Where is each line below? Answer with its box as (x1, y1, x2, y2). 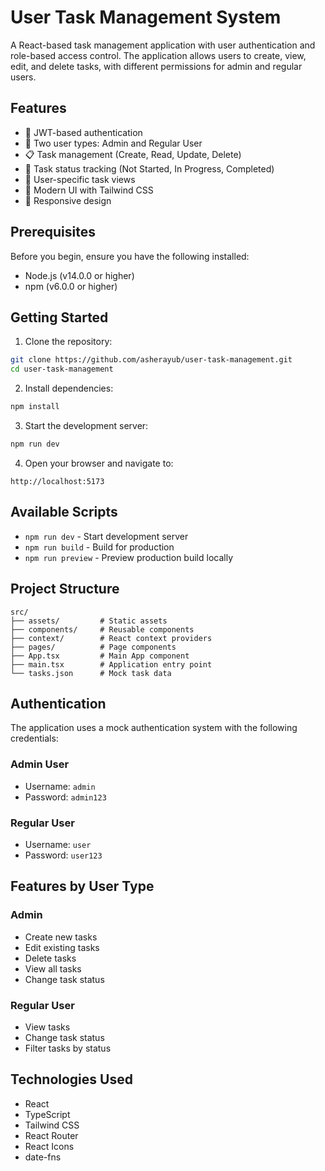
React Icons (24, 1140, 75, 1152)
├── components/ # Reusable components (10, 624, 195, 635)
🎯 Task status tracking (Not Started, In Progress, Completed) (24, 162, 275, 175)
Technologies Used (10, 1071, 133, 1088)
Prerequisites (10, 224, 96, 241)
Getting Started (10, 309, 109, 326)
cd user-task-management (10, 364, 114, 375)
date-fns (24, 1151, 62, 1163)
